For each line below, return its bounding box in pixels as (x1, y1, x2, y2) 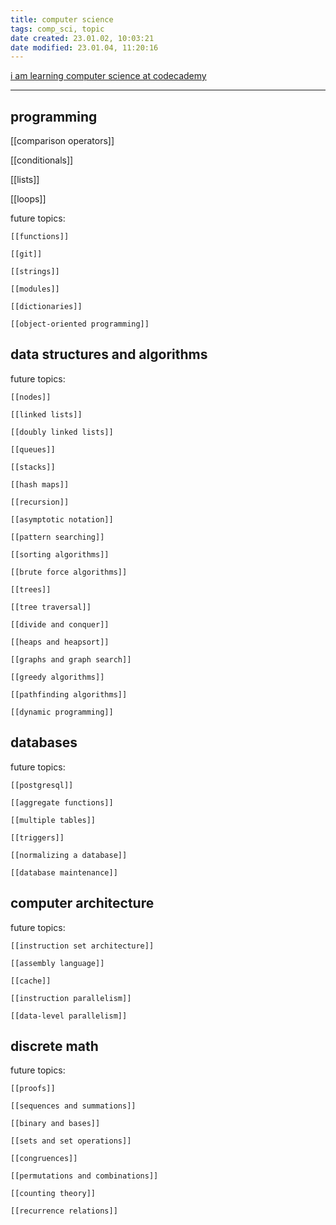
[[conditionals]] (10, 154, 74, 166)
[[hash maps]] (10, 479, 70, 490)
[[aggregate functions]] (10, 797, 114, 808)
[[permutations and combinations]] (10, 1171, 159, 1181)
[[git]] (10, 249, 43, 260)
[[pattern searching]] (10, 532, 105, 542)
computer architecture (10, 895, 155, 912)
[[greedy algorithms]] (10, 672, 105, 682)
